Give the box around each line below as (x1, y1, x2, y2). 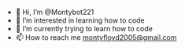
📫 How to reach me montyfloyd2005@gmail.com (15, 33, 177, 42)
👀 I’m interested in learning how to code (15, 16, 146, 25)
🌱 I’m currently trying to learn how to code (15, 24, 154, 33)
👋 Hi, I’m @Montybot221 (15, 8, 94, 16)
